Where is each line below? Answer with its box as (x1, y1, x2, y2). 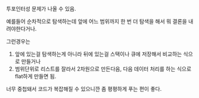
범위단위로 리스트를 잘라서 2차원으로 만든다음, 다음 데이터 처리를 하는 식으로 (14, 65, 192, 72)
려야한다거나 (6, 26, 36, 32)
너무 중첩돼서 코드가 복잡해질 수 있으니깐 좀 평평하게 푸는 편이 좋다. (6, 86, 162, 92)
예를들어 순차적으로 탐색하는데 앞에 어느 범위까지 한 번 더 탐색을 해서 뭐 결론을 (6, 18, 188, 25)
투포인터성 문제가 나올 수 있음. (6, 5, 76, 12)
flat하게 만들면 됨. (14, 73, 57, 80)
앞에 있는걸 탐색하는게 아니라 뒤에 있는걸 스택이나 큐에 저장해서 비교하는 (14, 50, 182, 58)
